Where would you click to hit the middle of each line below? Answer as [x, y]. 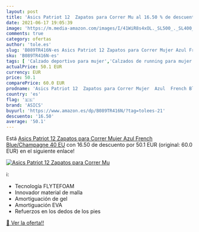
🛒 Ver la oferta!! [25, 223]
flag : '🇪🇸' [21, 99]
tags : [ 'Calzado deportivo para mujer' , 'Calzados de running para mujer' [100, 61]
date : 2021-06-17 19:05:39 [39, 22]
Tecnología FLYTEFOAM [44, 186]
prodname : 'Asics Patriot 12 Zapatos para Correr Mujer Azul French [96, 89]
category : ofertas [29, 39]
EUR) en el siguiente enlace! [41, 151]
